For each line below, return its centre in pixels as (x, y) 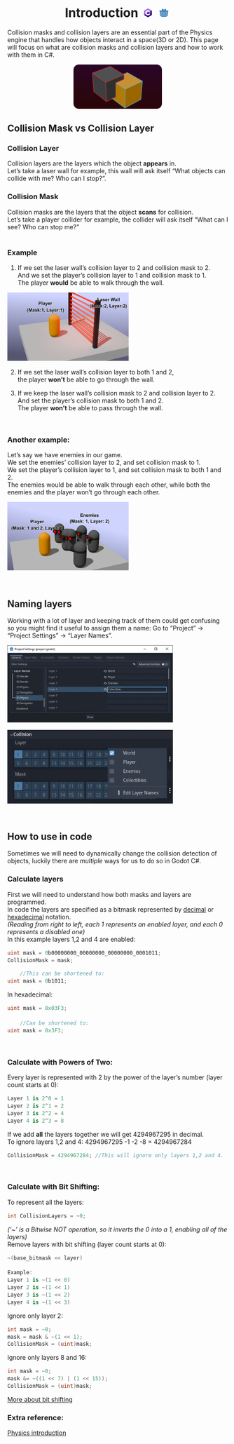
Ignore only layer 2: (35, 1316)
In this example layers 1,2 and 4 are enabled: (71, 939)
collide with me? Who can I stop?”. (57, 178)
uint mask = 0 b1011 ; (37, 981)
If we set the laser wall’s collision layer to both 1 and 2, (96, 372)
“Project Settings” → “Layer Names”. (60, 635)
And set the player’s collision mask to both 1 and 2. (90, 400)
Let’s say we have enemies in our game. (65, 455)
